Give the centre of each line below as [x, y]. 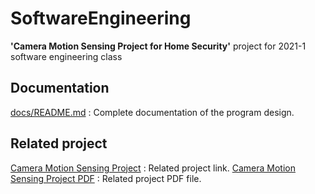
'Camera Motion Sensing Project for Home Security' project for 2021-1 [158, 46]
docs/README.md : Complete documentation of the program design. [152, 112]
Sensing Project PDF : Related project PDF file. [106, 178]
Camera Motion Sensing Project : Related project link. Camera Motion [153, 168]
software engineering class [66, 56]
